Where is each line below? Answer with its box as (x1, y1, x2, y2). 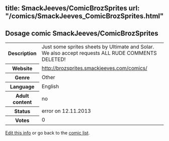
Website (12, 65, 33, 72)
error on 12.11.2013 (41, 107, 92, 114)
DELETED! (41, 56, 66, 63)
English (41, 83, 59, 90)
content (12, 98, 32, 105)
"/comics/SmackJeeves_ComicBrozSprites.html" (5, 12, 164, 21)
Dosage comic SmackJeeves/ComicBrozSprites (5, 29, 158, 37)
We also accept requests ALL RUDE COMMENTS (41, 50, 157, 57)
